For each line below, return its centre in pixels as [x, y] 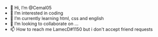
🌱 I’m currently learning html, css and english [57, 18]
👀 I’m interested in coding [37, 13]
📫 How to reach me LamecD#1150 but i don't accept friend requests [81, 29]
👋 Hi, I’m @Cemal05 [31, 8]
